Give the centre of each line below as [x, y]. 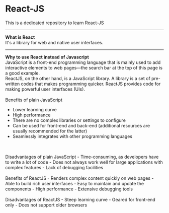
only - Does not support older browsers [46, 205]
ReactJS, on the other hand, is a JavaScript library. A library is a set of [78, 78]
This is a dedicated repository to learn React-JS [55, 23]
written [13, 84]
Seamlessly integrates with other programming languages [72, 136]
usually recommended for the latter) [50, 131]
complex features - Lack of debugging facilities [54, 167]
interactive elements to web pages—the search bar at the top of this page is [84, 67]
